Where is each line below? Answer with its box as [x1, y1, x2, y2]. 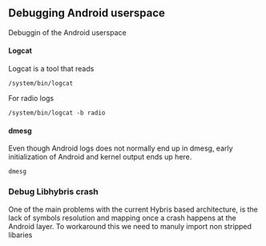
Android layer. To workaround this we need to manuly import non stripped [8, 221, 252, 231]
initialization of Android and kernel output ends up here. [8, 152, 192, 162]
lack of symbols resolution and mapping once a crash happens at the [8, 212, 236, 223]
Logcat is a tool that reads [8, 64, 95, 74]
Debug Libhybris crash [8, 186, 99, 197]
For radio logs [8, 94, 54, 103]
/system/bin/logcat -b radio [8, 109, 106, 117]
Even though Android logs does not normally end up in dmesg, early [8, 143, 234, 153]
